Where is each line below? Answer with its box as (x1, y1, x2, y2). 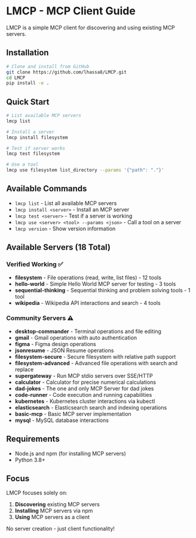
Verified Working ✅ (6, 260, 64, 268)
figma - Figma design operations (14, 340, 97, 347)
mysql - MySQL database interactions (14, 417, 109, 424)
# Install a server (6, 129, 55, 135)
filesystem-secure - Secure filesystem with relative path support (14, 353, 176, 360)
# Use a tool (6, 161, 39, 168)
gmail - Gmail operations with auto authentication (14, 334, 137, 341)
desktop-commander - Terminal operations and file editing (14, 328, 161, 335)
